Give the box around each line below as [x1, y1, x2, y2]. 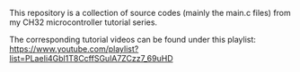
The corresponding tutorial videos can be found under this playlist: [9, 35, 256, 44]
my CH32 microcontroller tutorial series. [9, 17, 158, 28]
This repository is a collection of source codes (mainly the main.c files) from [9, 8, 292, 18]
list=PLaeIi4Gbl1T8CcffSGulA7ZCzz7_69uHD [9, 53, 173, 63]
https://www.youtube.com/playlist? [9, 44, 139, 54]
